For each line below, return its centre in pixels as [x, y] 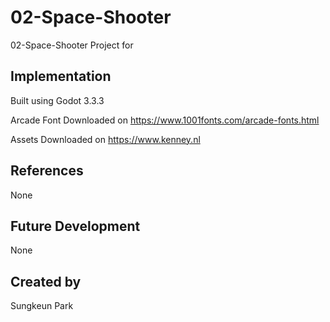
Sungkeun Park [42, 306]
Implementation [61, 76]
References [47, 171]
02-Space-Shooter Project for [72, 45]
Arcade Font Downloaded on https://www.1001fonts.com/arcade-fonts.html [165, 120]
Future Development [75, 226]
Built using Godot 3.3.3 [57, 100]
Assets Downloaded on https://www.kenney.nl [105, 139]
